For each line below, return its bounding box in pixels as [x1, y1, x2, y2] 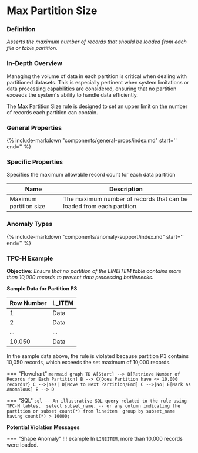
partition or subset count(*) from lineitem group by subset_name [6, 408, 176, 414]
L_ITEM [52, 299, 74, 307]
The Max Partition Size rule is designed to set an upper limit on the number [6, 103, 188, 110]
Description [109, 185, 143, 193]
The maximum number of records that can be [63, 195, 188, 203]
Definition [6, 25, 36, 33]
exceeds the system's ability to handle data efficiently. [6, 91, 139, 98]
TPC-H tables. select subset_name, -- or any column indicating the [6, 403, 181, 409]
